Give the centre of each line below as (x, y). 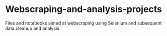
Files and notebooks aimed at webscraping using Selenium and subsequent (83, 23)
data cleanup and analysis (32, 28)
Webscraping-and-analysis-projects (84, 9)
